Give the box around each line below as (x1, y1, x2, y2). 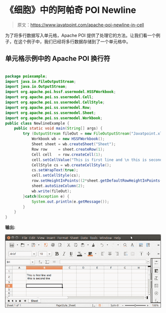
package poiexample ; (5, 74, 48, 79)
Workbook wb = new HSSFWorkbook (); (31, 137, 105, 142)
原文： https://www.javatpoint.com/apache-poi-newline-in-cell (17, 22, 144, 28)
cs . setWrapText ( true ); (31, 168, 79, 173)
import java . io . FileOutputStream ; (5, 79, 77, 84)
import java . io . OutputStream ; (5, 84, 68, 89)
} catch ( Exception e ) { (23, 194, 70, 199)
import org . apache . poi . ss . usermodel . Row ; (5, 105, 92, 110)
